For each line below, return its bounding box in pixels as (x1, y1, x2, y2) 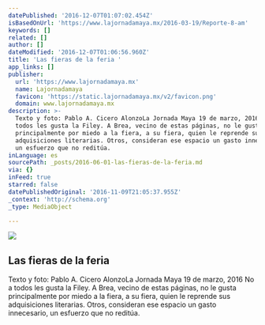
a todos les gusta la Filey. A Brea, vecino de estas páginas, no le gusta (8, 283, 237, 293)
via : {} (8, 166, 34, 174)
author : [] (8, 41, 44, 49)
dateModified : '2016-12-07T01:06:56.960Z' (8, 48, 150, 56)
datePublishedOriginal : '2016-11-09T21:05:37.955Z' (8, 187, 181, 196)
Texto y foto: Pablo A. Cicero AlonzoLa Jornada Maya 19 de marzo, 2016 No (8, 274, 255, 285)
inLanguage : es (8, 151, 58, 159)
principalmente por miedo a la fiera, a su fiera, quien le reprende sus (8, 292, 231, 301)
